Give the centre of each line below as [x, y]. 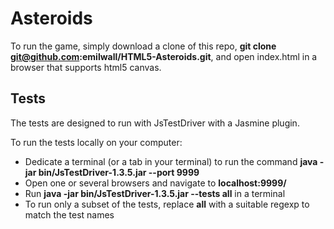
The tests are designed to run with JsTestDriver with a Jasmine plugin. [155, 123]
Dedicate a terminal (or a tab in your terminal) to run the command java [171, 161]
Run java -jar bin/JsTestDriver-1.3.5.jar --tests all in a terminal [155, 193]
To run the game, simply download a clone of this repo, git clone [143, 46]
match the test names [69, 214]
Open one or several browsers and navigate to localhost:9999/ [155, 183]
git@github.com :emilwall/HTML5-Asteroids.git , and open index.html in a [164, 56]
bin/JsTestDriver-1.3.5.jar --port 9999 [119, 172]
